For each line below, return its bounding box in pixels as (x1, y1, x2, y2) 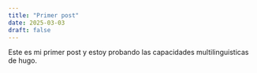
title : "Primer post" (8, 11, 80, 20)
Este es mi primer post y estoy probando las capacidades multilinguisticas (8, 48, 249, 57)
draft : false (8, 26, 51, 34)
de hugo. (8, 56, 38, 65)
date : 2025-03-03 (8, 19, 65, 27)
